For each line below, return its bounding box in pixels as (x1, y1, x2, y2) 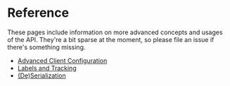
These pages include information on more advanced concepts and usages (7, 28, 223, 36)
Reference (7, 5, 69, 21)
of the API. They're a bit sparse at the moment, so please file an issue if (7, 35, 215, 43)
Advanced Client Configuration (17, 56, 108, 64)
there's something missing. (7, 43, 86, 51)
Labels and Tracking (17, 64, 77, 72)
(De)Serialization (17, 71, 66, 80)
